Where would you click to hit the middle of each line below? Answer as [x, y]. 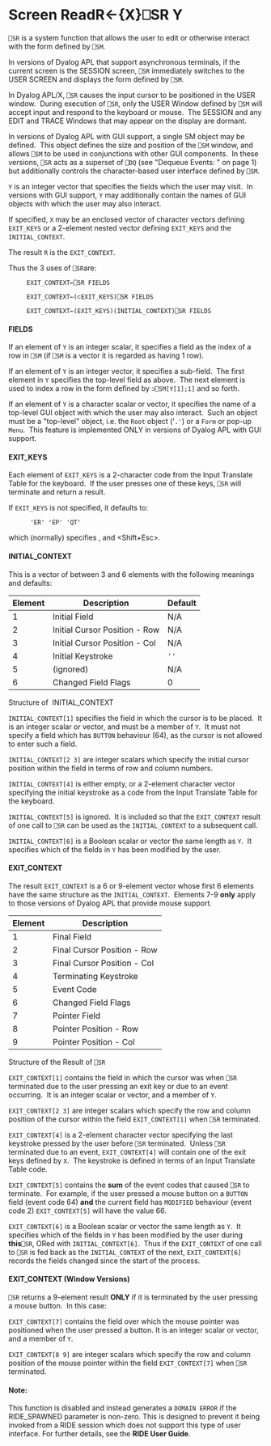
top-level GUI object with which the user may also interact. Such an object [133, 413]
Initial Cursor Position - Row [106, 630]
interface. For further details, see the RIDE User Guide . [100, 1434]
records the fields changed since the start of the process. [104, 1261]
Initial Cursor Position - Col [104, 642]
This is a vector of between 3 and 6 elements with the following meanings [131, 574]
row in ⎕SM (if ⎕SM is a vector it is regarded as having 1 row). [106, 356]
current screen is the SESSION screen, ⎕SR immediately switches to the [127, 70]
